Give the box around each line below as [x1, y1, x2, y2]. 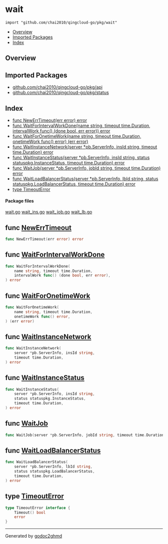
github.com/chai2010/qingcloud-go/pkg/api [12, 84, 103, 90]
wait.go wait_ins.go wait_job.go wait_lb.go [5, 209, 92, 215]
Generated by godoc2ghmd [5, 533, 62, 539]
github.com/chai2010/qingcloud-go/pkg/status [12, 89, 109, 95]
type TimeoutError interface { [5, 505, 70, 510]
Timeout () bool [14, 510, 46, 515]
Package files [5, 197, 34, 203]
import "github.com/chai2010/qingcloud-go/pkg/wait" [5, 20, 117, 25]
